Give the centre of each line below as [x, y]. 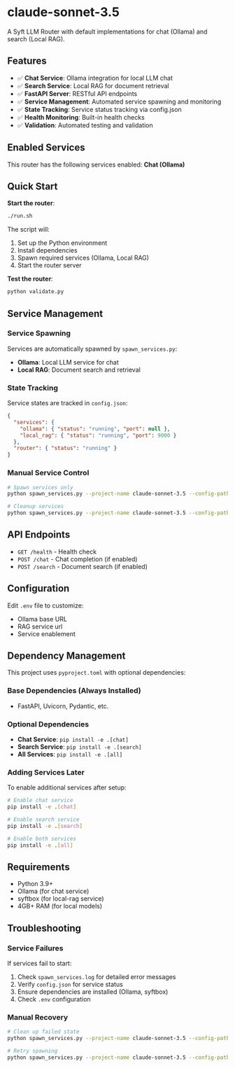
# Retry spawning [33, 1051]
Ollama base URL [42, 619]
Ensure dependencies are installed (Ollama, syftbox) [93, 992]
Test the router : [30, 279]
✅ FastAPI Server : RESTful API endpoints [77, 93]
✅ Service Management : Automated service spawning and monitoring [119, 101]
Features [27, 61]
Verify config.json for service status [70, 985]
